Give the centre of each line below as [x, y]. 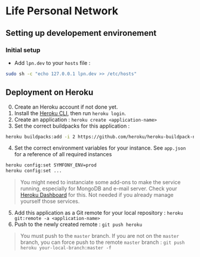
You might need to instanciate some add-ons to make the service [100, 182]
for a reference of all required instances [63, 154]
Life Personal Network [62, 11]
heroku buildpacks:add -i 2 [41, 137]
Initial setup [23, 50]
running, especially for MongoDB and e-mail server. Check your [99, 188]
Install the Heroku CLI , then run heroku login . [70, 113]
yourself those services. [50, 202]
